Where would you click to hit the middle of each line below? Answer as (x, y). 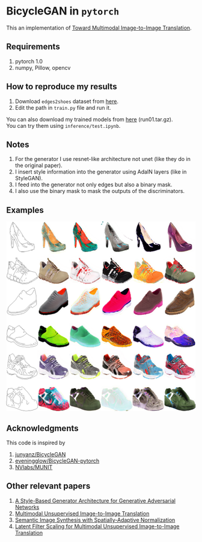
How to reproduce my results (62, 87)
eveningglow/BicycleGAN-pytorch (57, 461)
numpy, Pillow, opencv (43, 68)
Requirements (33, 47)
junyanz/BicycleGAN (40, 454)
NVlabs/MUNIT (34, 467)
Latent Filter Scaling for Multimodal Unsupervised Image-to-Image (97, 526)
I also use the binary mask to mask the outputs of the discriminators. (100, 191)
